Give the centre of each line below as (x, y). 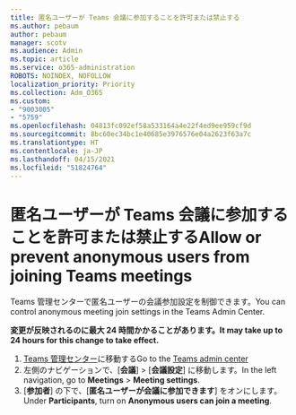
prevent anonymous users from (130, 257)
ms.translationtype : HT (55, 143)
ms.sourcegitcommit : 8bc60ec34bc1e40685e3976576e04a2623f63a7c (131, 134)
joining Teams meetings (101, 276)
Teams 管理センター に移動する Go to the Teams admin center (136, 359)
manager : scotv (39, 43)
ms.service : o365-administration (73, 68)
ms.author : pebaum (44, 26)
